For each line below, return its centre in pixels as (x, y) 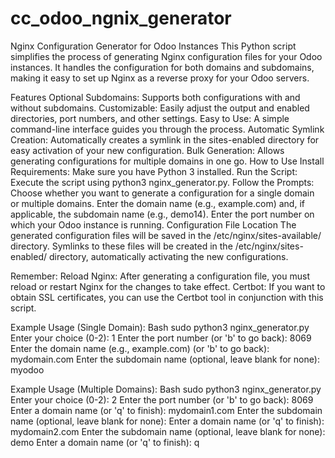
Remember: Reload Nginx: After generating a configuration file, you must (160, 276)
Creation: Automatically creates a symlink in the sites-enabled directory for (165, 139)
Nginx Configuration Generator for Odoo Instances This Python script (153, 46)
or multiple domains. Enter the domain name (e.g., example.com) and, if (157, 203)
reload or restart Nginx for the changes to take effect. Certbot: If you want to (168, 286)
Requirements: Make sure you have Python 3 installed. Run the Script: (154, 171)
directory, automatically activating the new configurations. (168, 256)
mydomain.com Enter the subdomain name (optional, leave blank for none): (165, 359)
